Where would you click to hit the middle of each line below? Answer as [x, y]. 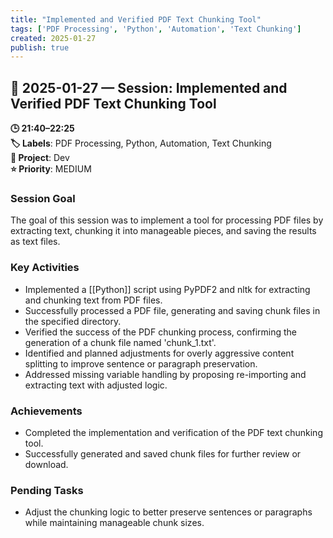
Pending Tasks [47, 490]
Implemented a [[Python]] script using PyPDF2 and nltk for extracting [167, 289]
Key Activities [45, 268]
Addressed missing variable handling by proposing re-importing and [165, 374]
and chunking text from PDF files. [93, 300]
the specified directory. [73, 321]
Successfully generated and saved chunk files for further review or [163, 453]
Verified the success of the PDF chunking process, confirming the [160, 332]
